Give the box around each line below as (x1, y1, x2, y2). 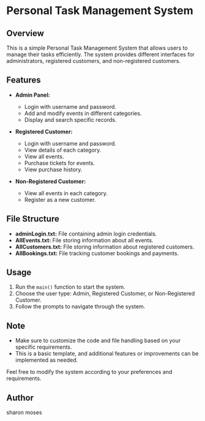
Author (6, 392, 34, 403)
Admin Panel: (15, 91, 50, 99)
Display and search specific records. (24, 116, 117, 123)
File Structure (6, 214, 59, 224)
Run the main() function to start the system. (15, 283, 125, 291)
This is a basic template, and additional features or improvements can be (15, 350, 199, 357)
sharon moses (6, 409, 42, 416)
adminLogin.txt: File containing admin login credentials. (15, 230, 157, 237)
